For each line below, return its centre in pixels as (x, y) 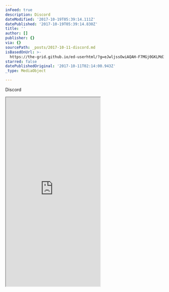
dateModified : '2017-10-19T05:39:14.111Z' (50, 19)
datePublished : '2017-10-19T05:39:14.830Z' (52, 24)
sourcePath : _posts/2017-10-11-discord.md (50, 47)
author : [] (17, 33)
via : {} (13, 43)
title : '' (16, 29)
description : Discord (28, 15)
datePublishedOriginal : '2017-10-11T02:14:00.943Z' (60, 66)
